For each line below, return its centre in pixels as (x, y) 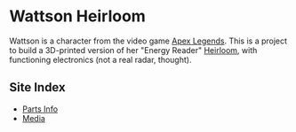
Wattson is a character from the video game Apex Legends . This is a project (148, 41)
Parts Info (40, 109)
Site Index (37, 87)
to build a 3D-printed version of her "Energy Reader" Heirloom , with (133, 50)
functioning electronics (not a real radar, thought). (100, 59)
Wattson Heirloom (78, 16)
